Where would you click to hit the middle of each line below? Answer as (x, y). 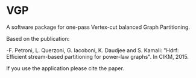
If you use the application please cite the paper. (65, 68)
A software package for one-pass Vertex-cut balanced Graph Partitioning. (98, 27)
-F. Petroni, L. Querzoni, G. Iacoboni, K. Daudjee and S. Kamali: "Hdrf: (93, 50)
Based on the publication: (38, 38)
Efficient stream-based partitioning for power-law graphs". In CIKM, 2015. (97, 56)
